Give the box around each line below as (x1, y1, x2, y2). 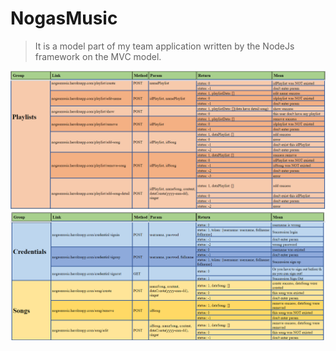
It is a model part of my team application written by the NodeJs (34, 40, 295, 52)
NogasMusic (10, 7, 118, 30)
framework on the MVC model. (34, 50, 162, 62)
